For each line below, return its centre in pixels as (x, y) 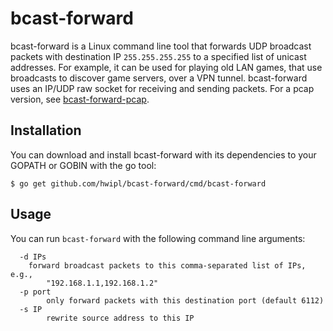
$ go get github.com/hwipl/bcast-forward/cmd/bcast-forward (138, 183)
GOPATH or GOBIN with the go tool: (83, 165)
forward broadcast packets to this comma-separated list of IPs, (167, 265)
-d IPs (33, 257)
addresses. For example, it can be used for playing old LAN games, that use (166, 67)
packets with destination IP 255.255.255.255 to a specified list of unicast (158, 56)
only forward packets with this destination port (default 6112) (185, 300)
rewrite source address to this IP (120, 318)
